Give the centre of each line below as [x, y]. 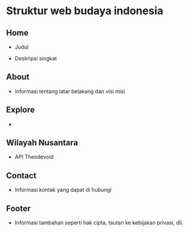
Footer [19, 208]
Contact [21, 175]
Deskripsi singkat [36, 58]
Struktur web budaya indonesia [85, 11]
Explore [21, 110]
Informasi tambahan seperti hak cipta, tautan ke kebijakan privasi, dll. [99, 223]
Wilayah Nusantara [42, 143]
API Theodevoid [34, 157]
